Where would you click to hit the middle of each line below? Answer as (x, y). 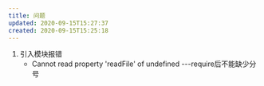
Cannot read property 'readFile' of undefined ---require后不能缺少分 (144, 64)
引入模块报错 (41, 54)
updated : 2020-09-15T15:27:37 (59, 23)
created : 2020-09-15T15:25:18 (59, 30)
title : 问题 (27, 16)
